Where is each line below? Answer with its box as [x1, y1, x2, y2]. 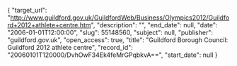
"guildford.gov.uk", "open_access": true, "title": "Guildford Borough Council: [7, 36, 229, 44]
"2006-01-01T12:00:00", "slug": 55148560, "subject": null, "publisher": [7, 28, 214, 37]
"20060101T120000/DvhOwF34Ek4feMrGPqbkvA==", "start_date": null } [7, 51, 218, 59]
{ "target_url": [7, 6, 47, 14]
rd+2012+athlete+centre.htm [7, 21, 91, 29]
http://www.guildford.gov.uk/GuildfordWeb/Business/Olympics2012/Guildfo [10, 13, 230, 22]
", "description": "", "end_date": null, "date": [91, 21, 218, 29]
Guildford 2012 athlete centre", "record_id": [7, 44, 133, 51]
